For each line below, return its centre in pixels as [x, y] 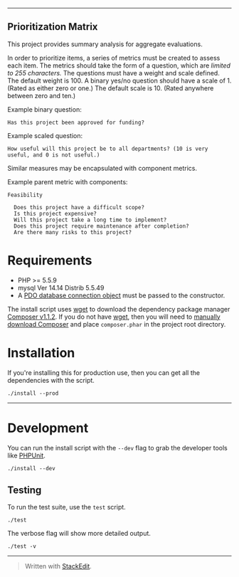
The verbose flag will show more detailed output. [79, 534]
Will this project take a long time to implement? [90, 220]
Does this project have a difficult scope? [79, 207]
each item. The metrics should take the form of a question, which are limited [119, 65]
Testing [25, 491]
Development [48, 428]
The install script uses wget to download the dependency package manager [119, 309]
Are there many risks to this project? [73, 232]
